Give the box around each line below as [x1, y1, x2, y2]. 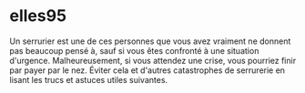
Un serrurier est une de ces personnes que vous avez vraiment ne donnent [9, 36, 291, 46]
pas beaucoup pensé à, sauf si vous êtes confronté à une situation [9, 45, 259, 56]
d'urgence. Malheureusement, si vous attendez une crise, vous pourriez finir [9, 55, 297, 66]
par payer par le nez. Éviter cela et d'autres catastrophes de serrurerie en [9, 65, 285, 76]
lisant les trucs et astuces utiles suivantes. [9, 74, 168, 85]
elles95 [9, 5, 66, 26]
